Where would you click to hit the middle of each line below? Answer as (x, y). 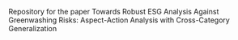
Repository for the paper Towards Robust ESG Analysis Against (114, 12)
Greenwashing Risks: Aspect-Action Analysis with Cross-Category (119, 20)
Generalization (33, 28)
